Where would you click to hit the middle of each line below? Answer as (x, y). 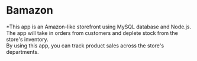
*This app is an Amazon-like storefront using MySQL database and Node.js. (98, 27)
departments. (22, 52)
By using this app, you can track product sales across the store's (85, 46)
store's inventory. (27, 39)
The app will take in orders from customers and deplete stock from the (92, 33)
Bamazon (30, 10)
